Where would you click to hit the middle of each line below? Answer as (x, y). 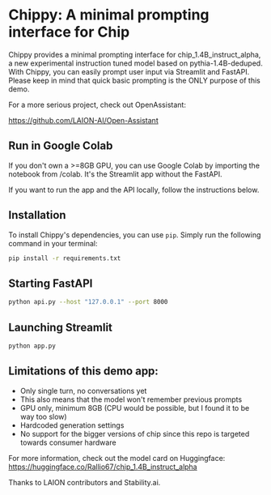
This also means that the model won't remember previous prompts (131, 399)
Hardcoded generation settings (72, 425)
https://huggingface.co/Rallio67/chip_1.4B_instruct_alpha (103, 467)
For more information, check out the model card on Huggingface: (117, 458)
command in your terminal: (53, 243)
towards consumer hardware (68, 442)
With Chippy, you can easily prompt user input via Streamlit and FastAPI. (129, 71)
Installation (37, 215)
